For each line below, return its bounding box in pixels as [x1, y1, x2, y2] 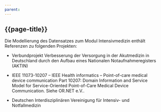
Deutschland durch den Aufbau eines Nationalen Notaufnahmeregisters [11, 58, 156, 64]
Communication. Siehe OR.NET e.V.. [11, 88, 85, 94]
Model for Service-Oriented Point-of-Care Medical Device [11, 83, 129, 89]
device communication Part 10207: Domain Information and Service [11, 77, 148, 83]
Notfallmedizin [11, 103, 41, 109]
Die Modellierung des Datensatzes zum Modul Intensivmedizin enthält [4, 38, 145, 44]
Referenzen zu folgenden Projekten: [4, 43, 77, 49]
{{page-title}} [4, 25, 48, 34]
